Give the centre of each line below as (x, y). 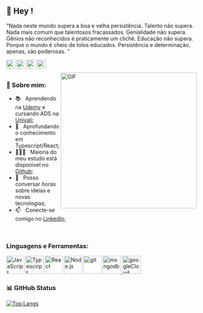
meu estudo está (36, 159)
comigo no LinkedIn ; (40, 219)
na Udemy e (30, 107)
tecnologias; (31, 203)
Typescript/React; (37, 146)
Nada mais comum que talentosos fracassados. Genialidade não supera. (97, 32)
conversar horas (35, 184)
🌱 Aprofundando (37, 127)
